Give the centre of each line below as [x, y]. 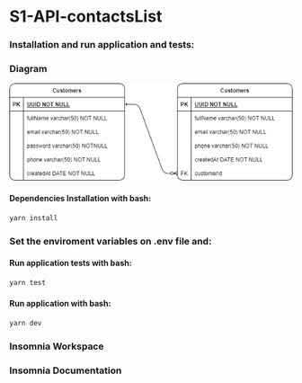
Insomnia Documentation [66, 370]
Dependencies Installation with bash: [80, 198]
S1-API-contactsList [86, 17]
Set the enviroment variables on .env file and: [111, 242]
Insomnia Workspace [57, 346]
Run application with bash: [60, 303]
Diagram [28, 69]
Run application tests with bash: [71, 263]
